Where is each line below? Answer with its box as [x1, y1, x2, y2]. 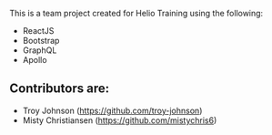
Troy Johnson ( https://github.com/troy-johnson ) [22, 105, 203, 116]
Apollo [22, 55, 47, 65]
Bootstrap [22, 36, 60, 46]
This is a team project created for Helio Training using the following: [9, 8, 264, 18]
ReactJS [22, 26, 55, 36]
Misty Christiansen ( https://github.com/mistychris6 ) [22, 114, 217, 126]
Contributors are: [9, 81, 110, 97]
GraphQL [22, 45, 57, 56]
